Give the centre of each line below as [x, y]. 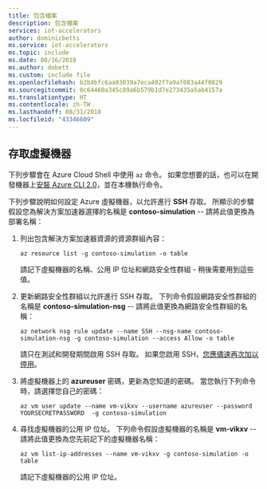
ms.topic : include [39, 53]
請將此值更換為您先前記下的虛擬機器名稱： [90, 439]
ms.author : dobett [39, 68]
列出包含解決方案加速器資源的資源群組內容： [93, 238]
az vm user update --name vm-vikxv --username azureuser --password [136, 406]
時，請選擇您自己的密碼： [62, 391]
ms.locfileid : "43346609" [51, 120]
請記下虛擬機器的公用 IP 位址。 [71, 476]
